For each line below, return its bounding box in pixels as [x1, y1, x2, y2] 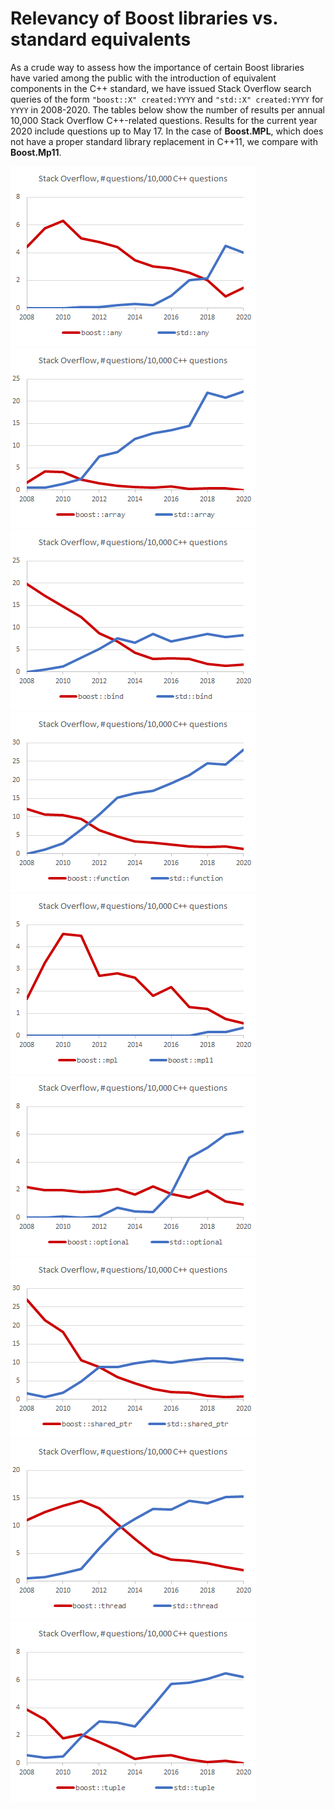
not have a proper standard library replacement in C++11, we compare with [10, 135, 318, 147]
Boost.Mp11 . [10, 146, 62, 158]
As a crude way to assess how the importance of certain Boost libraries [10, 61, 305, 73]
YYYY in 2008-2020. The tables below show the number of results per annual [10, 103, 325, 116]
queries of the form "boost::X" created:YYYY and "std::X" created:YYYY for [10, 93, 324, 105]
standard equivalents [10, 28, 192, 51]
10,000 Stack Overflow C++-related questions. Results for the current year [10, 114, 318, 126]
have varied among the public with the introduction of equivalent [10, 72, 277, 84]
